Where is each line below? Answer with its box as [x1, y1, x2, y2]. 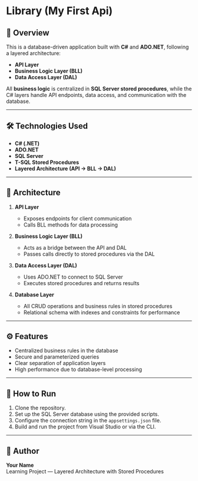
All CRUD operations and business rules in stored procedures [23, 302, 173, 309]
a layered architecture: [6, 50, 61, 57]
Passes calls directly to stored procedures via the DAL [23, 250, 155, 257]
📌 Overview [6, 28, 49, 38]
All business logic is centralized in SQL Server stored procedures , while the [6, 85, 192, 92]
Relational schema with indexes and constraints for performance [23, 309, 180, 316]
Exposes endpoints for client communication [23, 215, 132, 222]
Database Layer [14, 291, 54, 298]
